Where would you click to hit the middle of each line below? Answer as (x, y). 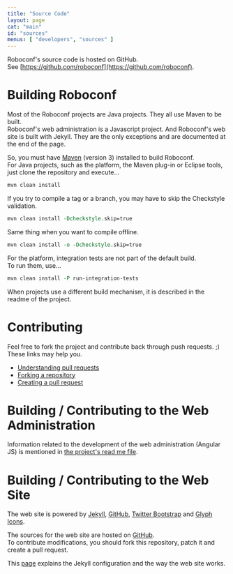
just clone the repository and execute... (63, 172)
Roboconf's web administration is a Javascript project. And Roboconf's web (116, 129)
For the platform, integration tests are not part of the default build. (102, 258)
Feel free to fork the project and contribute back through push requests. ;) (113, 347)
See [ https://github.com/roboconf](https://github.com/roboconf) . (101, 67)
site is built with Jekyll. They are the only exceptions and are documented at (116, 137)
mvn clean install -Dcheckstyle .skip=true (70, 218)
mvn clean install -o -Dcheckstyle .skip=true (74, 245)
